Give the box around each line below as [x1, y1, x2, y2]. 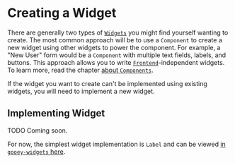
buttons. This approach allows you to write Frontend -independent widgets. [7, 58, 225, 66]
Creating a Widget [7, 5, 117, 21]
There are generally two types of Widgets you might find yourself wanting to [7, 28, 229, 37]
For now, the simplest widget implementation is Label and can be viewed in [7, 140, 227, 148]
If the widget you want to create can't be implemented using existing [7, 79, 207, 87]
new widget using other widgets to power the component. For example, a [7, 43, 221, 52]
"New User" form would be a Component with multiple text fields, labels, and [7, 51, 227, 59]
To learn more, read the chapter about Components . [7, 66, 154, 74]
